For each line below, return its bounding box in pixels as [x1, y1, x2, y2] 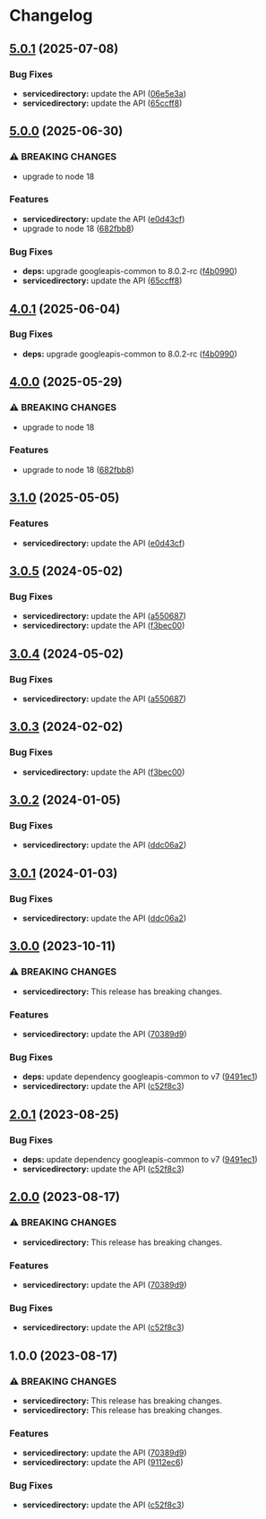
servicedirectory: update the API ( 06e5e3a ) [21, 88, 186, 99]
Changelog [9, 5, 93, 26]
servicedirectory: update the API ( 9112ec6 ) [21, 1457, 184, 1468]
